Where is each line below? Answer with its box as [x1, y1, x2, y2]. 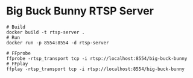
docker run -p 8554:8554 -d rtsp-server [6, 40, 110, 46]
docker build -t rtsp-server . [6, 29, 85, 35]
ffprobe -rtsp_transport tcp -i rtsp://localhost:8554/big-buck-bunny [6, 55, 188, 61]
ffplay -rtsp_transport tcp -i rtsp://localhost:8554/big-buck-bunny [6, 66, 185, 72]
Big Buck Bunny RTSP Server [6, 4, 154, 18]
